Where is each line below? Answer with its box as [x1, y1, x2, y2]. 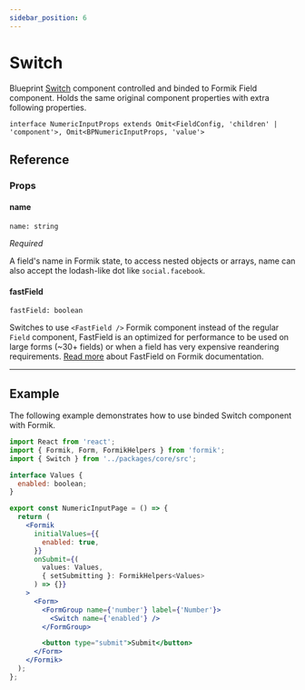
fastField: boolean [9, 306, 84, 315]
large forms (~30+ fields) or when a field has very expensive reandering [9, 342, 280, 353]
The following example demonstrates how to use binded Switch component [9, 410, 292, 421]
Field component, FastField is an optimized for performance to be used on [9, 332, 289, 343]
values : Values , [42, 563, 103, 573]
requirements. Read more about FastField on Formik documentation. [9, 351, 265, 362]
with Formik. [9, 420, 56, 431]
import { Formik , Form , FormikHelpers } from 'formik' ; [9, 445, 225, 455]
